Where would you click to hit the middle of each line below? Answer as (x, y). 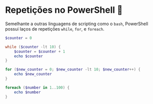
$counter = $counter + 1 (40, 51)
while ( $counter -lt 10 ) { (33, 47)
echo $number (27, 92)
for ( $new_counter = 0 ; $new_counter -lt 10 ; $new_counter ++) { (73, 69)
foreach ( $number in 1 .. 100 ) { (37, 87)
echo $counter (28, 56)
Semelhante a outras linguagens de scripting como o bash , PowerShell (77, 24)
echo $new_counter (33, 74)
